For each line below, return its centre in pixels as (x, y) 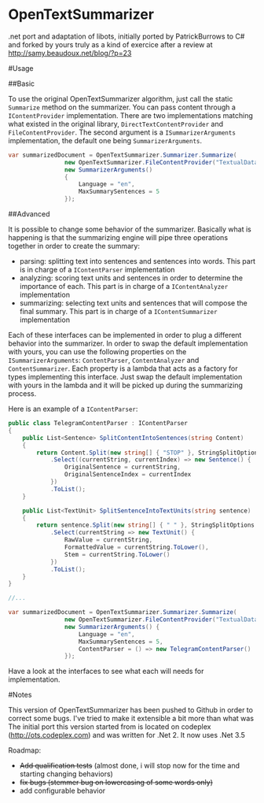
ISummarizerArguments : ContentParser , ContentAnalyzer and (104, 361)
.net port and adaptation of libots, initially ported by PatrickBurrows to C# (126, 36)
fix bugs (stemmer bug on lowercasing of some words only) (116, 783)
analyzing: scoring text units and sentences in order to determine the (131, 278)
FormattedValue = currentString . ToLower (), (137, 548)
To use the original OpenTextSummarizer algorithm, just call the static (121, 98)
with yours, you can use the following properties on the (97, 352)
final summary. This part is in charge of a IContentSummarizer (118, 312)
